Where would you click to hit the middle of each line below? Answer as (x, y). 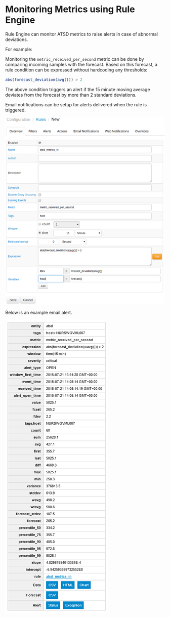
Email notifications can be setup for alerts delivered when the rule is (76, 104)
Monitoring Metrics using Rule (70, 9)
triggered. (16, 110)
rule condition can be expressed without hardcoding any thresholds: (76, 70)
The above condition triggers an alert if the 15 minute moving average (78, 89)
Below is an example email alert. (39, 312)
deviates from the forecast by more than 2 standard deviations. (71, 95)
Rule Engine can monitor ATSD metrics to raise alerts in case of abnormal (82, 34)
